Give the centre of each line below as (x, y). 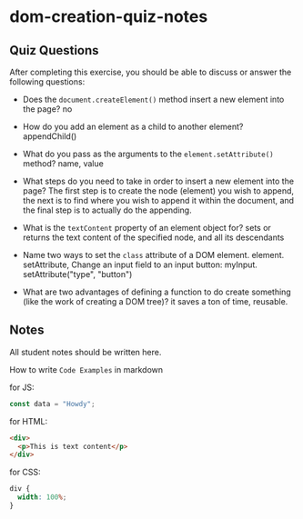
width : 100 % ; (42, 497)
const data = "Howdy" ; (52, 404)
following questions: (47, 82)
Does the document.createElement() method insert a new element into (153, 99)
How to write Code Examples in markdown (86, 369)
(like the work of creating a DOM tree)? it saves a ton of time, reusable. (155, 301)
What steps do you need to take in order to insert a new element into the (158, 181)
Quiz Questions (54, 50)
